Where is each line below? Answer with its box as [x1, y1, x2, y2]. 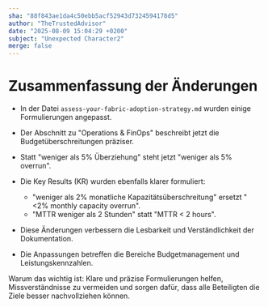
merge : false [8, 42, 52, 50]
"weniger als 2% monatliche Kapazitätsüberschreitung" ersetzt [31, 192, 242, 203]
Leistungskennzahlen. [19, 258, 94, 268]
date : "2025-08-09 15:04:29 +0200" [8, 27, 128, 35]
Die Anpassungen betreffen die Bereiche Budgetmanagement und [19, 249, 240, 259]
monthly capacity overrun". [50, 201, 141, 211]
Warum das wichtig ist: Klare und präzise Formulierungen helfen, [8, 274, 224, 284]
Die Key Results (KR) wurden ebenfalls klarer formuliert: [19, 177, 206, 186]
